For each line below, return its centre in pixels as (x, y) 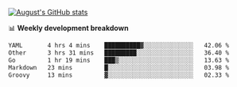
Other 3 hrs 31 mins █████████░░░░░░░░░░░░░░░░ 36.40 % (118, 53)
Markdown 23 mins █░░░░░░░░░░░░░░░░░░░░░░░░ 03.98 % (118, 67)
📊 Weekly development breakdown (68, 28)
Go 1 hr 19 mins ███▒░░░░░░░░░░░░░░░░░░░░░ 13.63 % (118, 60)
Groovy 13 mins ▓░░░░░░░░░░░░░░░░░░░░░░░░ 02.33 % (118, 75)
